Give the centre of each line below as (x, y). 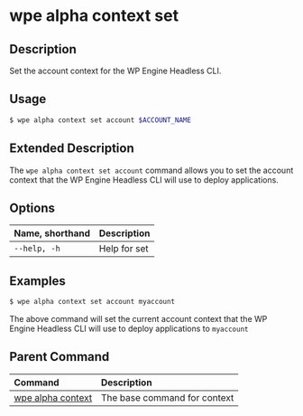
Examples (37, 281)
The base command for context (167, 397)
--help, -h (37, 249)
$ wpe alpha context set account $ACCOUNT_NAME (101, 120)
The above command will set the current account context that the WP (138, 319)
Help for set (124, 249)
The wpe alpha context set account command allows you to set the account (151, 170)
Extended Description (72, 149)
